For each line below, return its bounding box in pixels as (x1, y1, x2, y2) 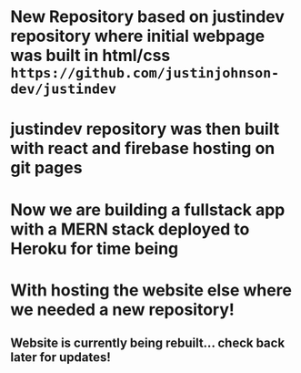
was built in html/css (10, 46, 171, 66)
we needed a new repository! (10, 299, 235, 320)
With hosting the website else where (10, 280, 292, 300)
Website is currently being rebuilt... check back (10, 336, 286, 351)
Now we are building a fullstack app (10, 199, 286, 220)
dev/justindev (10, 80, 117, 98)
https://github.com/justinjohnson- (10, 65, 280, 82)
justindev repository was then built (10, 119, 280, 140)
